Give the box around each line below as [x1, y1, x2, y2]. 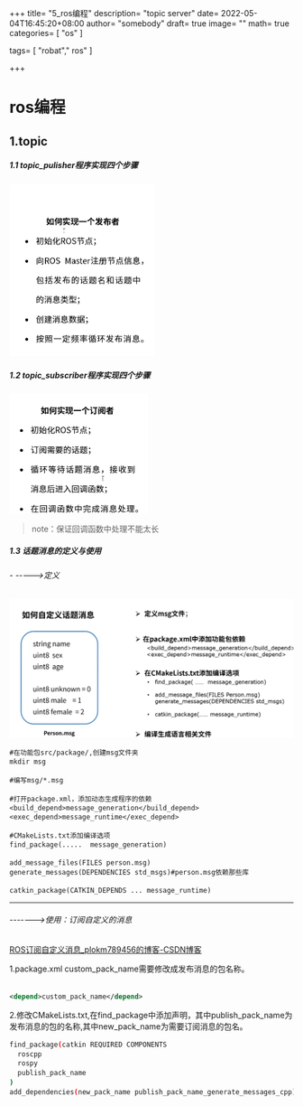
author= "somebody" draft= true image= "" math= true [86, 18, 290, 29]
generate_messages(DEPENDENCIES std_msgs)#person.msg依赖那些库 [9, 867, 250, 876]
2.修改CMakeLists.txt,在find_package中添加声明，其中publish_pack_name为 [9, 1009, 293, 1020]
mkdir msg [9, 757, 47, 766]
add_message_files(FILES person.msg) [9, 858, 151, 867]
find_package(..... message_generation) [9, 839, 168, 849]
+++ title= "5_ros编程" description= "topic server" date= [9, 8, 219, 18]
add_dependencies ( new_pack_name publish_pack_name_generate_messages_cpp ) [9, 1088, 297, 1097]
